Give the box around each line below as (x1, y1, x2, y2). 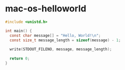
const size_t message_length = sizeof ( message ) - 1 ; (9, 38, 121, 43)
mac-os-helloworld (5, 3, 87, 14)
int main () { (5, 28, 32, 33)
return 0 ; (9, 56, 30, 61)
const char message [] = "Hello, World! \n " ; (9, 33, 101, 38)
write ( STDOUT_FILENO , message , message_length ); (9, 47, 112, 52)
